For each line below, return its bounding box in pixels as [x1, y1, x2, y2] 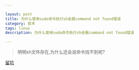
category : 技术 [5, 21, 35, 26]
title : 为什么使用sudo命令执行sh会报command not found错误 [5, 16, 121, 21]
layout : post [5, 11, 32, 16]
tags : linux [5, 25, 30, 30]
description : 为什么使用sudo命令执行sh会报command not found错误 [5, 30, 134, 35]
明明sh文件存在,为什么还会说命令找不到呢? [17, 49, 105, 55]
